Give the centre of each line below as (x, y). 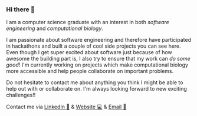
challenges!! (21, 95)
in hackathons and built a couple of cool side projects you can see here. (93, 46)
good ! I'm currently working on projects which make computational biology (97, 65)
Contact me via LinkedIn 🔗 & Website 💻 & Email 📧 (66, 107)
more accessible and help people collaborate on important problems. (90, 71)
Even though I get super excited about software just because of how (89, 52)
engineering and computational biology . (55, 28)
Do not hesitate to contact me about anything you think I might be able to (95, 82)
